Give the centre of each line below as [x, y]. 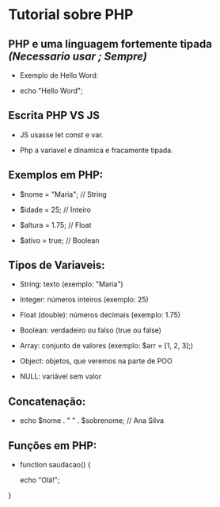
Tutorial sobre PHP [71, 15]
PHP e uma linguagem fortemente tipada [110, 44]
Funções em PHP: [53, 446]
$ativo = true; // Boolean [59, 240]
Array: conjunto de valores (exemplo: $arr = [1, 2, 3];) [106, 346]
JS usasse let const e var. [61, 134]
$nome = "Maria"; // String [63, 194]
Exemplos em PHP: [56, 175]
